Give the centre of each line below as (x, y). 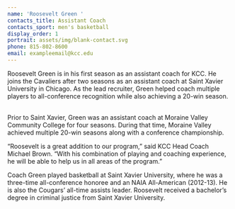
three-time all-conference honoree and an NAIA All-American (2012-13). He (117, 182)
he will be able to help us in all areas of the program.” (85, 161)
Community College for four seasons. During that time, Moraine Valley (109, 125)
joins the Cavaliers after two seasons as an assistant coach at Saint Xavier (115, 81)
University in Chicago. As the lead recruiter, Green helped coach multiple (114, 89)
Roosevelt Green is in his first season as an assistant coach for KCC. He (112, 73)
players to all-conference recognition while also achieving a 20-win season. (118, 96)
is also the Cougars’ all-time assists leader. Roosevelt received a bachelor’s (117, 190)
